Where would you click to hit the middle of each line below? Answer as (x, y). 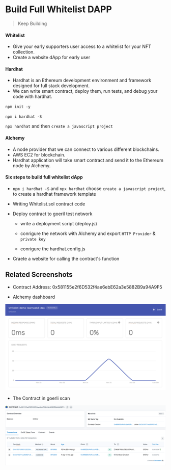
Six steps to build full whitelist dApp (44, 177)
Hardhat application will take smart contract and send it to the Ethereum (88, 160)
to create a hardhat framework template (54, 194)
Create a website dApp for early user (51, 58)
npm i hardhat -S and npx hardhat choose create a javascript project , (89, 188)
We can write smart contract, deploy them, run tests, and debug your (85, 91)
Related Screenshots (39, 275)
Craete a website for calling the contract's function (66, 258)
